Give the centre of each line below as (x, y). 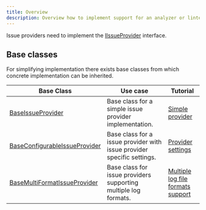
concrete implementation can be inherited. (60, 76)
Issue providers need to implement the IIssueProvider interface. (86, 35)
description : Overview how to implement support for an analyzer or (96, 18)
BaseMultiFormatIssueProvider (54, 183)
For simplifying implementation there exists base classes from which (93, 69)
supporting (123, 183)
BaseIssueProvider (36, 113)
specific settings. (132, 157)
